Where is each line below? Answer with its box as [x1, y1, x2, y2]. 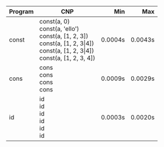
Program [9, 8, 34, 15]
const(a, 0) [39, 18, 70, 25]
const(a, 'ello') [39, 25, 79, 33]
